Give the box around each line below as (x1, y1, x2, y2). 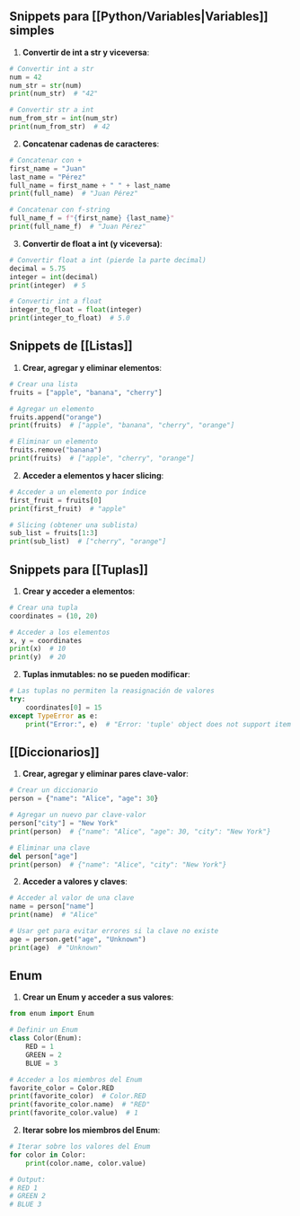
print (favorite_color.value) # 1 (9, 1108, 139, 1118)
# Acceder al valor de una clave (9, 894, 135, 903)
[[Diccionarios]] (9, 745, 101, 760)
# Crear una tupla (9, 603, 78, 612)
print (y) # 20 (9, 653, 66, 662)
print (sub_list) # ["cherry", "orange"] (9, 537, 167, 546)
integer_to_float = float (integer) (9, 305, 143, 314)
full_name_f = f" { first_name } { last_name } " (9, 214, 175, 223)
